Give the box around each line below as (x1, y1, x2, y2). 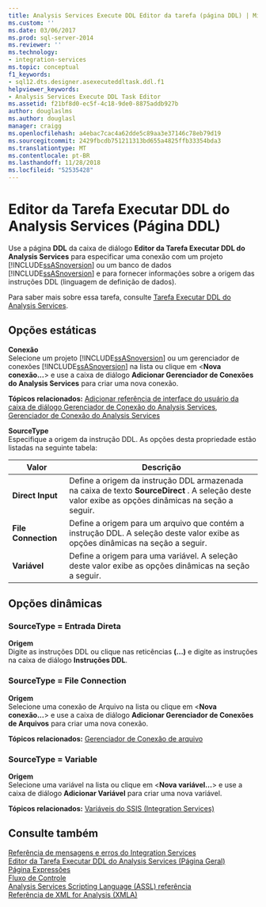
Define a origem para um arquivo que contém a (69, 517, 245, 528)
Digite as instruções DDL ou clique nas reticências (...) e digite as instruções (8, 647, 258, 657)
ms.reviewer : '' (8, 41, 62, 49)
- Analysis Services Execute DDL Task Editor (8, 93, 161, 101)
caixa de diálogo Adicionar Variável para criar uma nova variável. (8, 789, 222, 798)
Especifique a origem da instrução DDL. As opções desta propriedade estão (8, 434, 256, 444)
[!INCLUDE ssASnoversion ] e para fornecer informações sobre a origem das (8, 269, 255, 278)
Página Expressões (8, 864, 71, 874)
